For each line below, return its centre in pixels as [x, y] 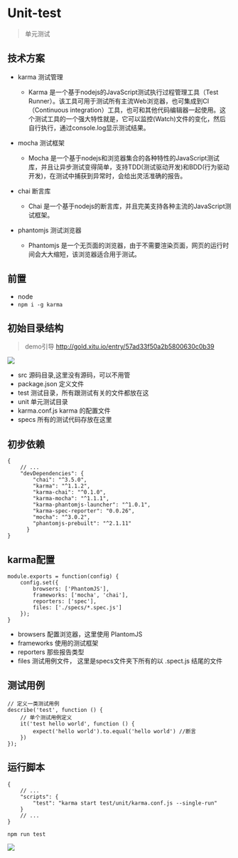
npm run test [27, 834]
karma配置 [31, 560]
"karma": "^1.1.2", [62, 486]
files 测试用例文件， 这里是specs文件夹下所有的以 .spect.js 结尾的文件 [120, 661]
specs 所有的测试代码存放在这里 [65, 420]
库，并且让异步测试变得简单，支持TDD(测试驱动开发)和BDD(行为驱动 [129, 167]
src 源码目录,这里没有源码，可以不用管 [74, 375]
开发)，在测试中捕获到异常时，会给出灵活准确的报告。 [107, 175]
